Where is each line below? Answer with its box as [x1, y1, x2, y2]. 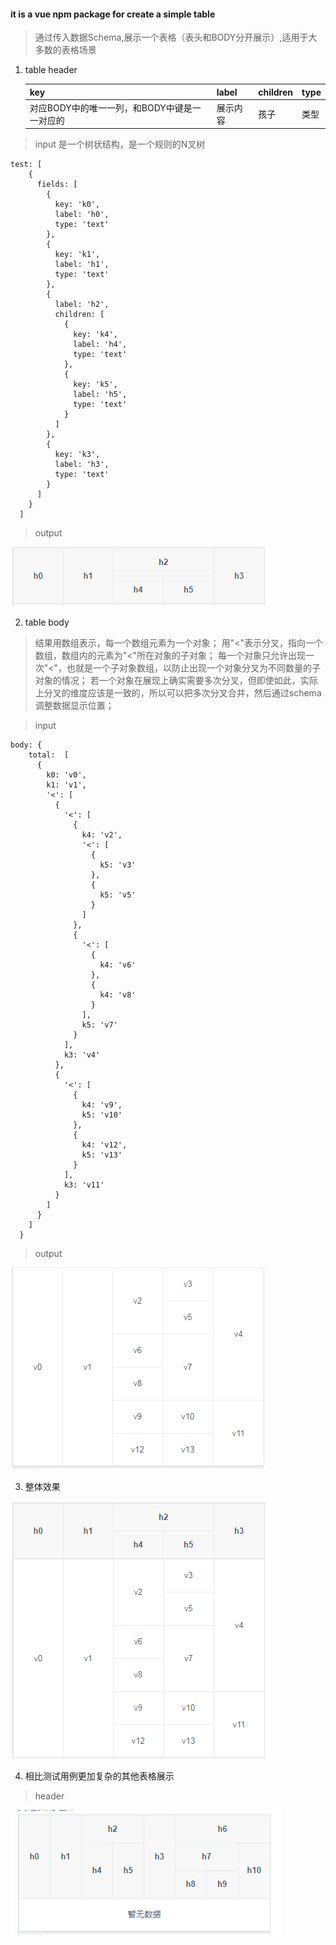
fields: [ [36, 180, 78, 190]
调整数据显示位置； [34, 700, 115, 712]
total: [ [28, 750, 70, 760]
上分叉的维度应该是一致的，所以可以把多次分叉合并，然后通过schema [34, 687, 322, 699]
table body [24, 616, 70, 629]
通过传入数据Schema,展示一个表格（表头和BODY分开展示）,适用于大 [34, 31, 318, 44]
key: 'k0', [54, 200, 101, 210]
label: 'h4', [73, 340, 128, 350]
